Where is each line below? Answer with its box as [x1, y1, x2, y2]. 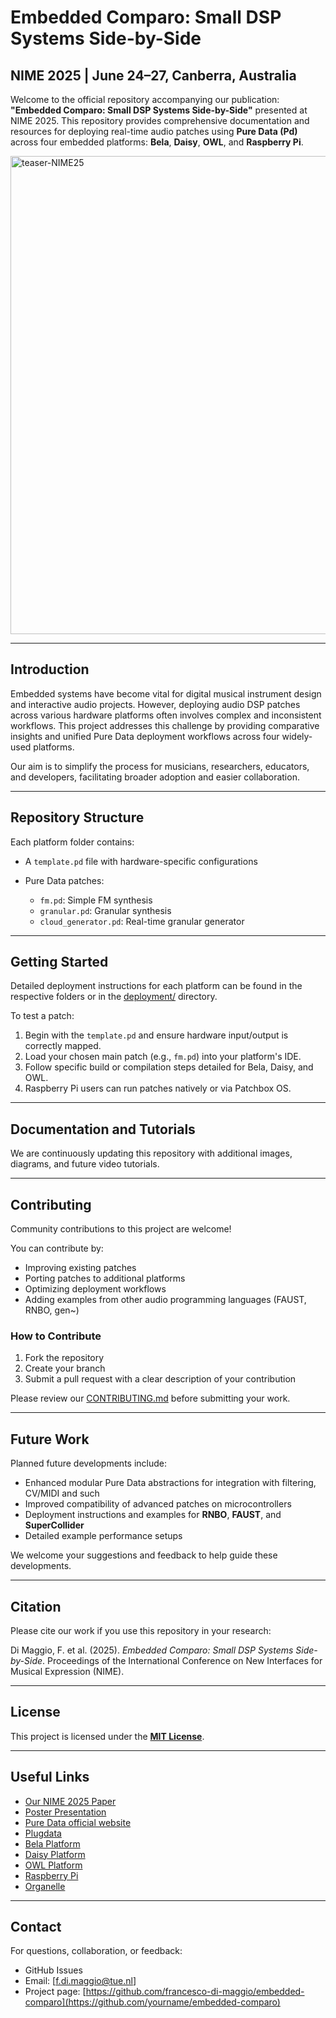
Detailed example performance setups [24, 1530, 183, 1542]
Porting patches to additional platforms [24, 1272, 186, 1285]
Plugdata [24, 1827, 62, 1839]
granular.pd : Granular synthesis [39, 904, 172, 916]
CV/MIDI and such [24, 1487, 100, 1500]
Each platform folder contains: [10, 836, 135, 848]
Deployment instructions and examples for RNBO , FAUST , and [24, 1509, 282, 1521]
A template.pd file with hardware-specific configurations [24, 855, 258, 867]
